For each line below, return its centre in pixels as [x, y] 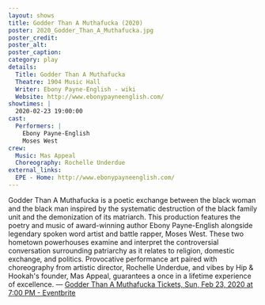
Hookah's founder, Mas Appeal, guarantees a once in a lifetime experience [130, 276]
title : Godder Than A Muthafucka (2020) [76, 23]
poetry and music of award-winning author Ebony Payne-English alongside [131, 225]
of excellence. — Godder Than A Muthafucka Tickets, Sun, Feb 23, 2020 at [131, 284]
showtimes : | [30, 104]
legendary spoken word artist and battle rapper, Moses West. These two [126, 234]
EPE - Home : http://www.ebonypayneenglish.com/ [95, 178]
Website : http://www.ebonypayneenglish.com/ [90, 97]
